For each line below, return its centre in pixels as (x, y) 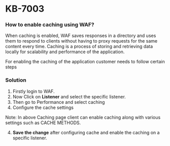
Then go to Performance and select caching (59, 102)
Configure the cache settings (43, 107)
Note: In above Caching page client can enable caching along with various (83, 117)
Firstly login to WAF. (33, 91)
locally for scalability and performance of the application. (65, 52)
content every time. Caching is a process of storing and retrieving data (79, 47)
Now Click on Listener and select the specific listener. (69, 96)
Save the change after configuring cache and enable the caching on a (86, 132)
